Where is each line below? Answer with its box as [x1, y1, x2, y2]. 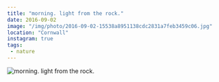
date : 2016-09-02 [7, 16, 57, 23]
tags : [7, 42, 23, 49]
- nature [10, 49, 36, 55]
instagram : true [7, 36, 53, 42]
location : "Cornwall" [7, 29, 69, 36]
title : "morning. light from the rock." [7, 10, 125, 17]
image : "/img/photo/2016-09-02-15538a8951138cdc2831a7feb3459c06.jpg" [7, 23, 213, 29]
